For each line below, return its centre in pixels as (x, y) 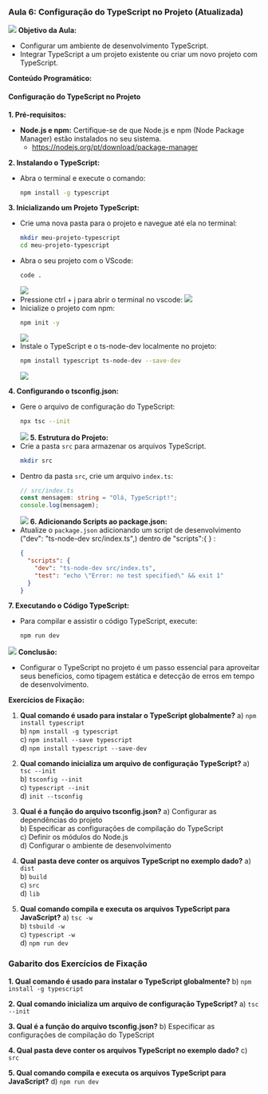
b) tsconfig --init (51, 779)
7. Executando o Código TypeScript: (69, 605)
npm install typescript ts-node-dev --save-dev (100, 361)
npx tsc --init (45, 421)
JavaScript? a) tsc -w (56, 917)
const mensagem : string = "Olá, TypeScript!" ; (99, 498)
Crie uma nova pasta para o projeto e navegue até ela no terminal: (128, 223)
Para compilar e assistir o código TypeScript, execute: (108, 621)
